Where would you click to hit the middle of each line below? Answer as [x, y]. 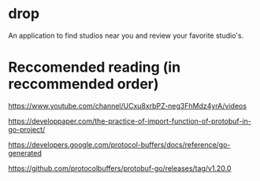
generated [25, 153]
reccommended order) [84, 84]
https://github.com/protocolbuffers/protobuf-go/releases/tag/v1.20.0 [120, 168]
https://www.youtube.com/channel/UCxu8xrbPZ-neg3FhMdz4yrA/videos [127, 105]
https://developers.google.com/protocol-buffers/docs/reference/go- [119, 144]
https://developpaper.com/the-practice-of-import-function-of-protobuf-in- [130, 121]
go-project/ [27, 129]
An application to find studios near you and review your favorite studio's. [126, 35]
